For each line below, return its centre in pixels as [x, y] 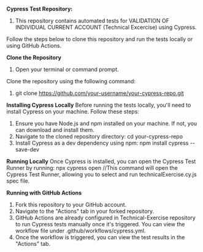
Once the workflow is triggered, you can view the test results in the [100, 237]
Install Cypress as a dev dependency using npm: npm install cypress [102, 143]
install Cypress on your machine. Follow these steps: [73, 112]
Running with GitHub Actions [44, 193]
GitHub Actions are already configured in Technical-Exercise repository [105, 218]
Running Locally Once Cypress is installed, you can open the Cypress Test [101, 161]
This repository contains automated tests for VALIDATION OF [92, 21]
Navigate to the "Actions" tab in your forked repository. [85, 211]
